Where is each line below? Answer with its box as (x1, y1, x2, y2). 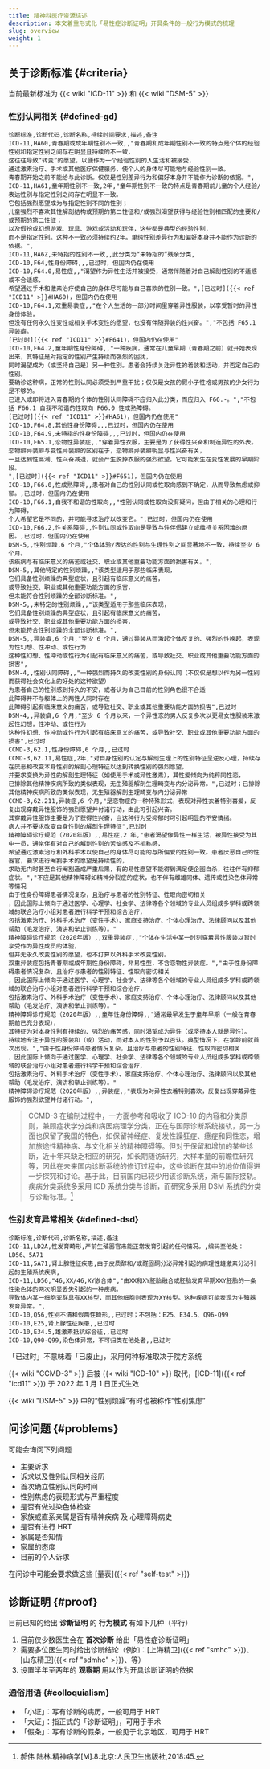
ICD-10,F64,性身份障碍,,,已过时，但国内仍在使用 (8, 259, 155, 268)
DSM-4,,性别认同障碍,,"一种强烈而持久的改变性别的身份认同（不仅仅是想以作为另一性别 (8, 669, 260, 678)
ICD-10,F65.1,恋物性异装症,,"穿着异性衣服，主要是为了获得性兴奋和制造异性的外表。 (8, 439, 258, 447)
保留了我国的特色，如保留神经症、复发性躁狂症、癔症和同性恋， (42, 1131, 254, 1141)
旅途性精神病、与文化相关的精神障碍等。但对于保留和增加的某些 (35, 1141, 247, 1151)
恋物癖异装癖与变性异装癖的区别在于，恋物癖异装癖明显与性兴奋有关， (8, 447, 207, 455)
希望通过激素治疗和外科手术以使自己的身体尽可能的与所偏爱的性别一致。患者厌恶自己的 (8, 849, 254, 857)
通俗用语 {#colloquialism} (8, 1687, 110, 1698)
